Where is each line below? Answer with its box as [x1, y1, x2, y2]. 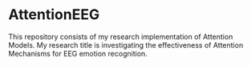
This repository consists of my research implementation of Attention [8, 32, 233, 41]
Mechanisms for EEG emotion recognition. [8, 49, 148, 58]
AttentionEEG [8, 6, 100, 24]
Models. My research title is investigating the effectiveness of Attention [8, 40, 244, 49]
